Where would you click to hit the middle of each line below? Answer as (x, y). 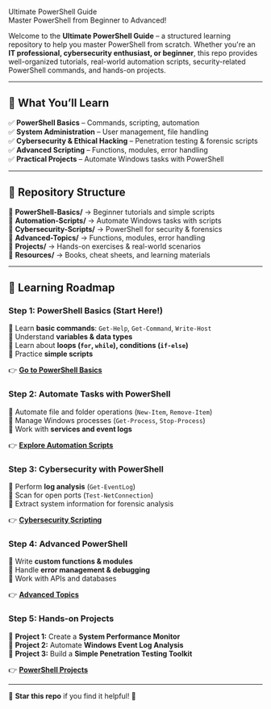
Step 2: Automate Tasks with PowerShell (90, 394)
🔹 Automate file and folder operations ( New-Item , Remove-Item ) (110, 412)
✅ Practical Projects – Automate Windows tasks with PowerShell (116, 159)
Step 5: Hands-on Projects (61, 619)
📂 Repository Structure (67, 193)
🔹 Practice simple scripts (51, 354)
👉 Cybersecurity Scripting (55, 519)
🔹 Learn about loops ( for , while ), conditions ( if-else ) (98, 346)
